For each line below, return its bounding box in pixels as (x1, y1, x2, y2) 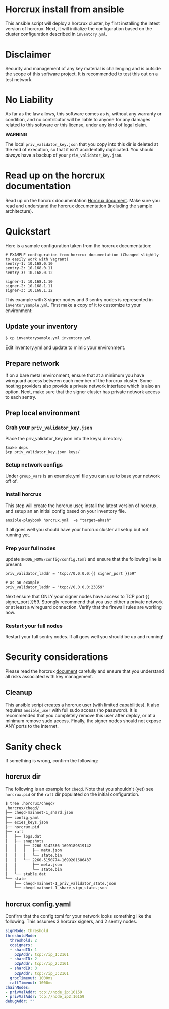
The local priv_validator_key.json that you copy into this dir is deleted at (5, 141, 158, 147)
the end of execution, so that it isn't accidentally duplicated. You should (5, 146, 154, 152)
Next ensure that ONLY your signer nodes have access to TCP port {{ (5, 593, 150, 599)
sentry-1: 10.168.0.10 (5, 261, 53, 266)
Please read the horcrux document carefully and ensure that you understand (5, 668, 164, 674)
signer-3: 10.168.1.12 (5, 288, 53, 293)
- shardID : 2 (10, 956, 37, 962)
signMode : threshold (5, 928, 49, 934)
